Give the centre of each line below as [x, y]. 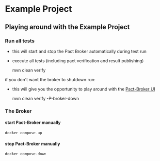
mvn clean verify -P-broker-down [45, 98]
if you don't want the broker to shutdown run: [50, 79]
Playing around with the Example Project [67, 27]
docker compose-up [24, 133]
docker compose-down [26, 154]
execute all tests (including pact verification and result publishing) [78, 61]
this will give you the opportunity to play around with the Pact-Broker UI [83, 89]
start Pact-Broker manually [33, 123]
